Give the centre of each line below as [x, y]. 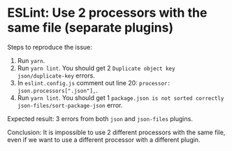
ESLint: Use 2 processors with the [107, 13]
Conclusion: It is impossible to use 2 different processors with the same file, [116, 132]
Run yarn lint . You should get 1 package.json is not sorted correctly [121, 98]
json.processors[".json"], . [57, 90]
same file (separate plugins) [90, 28]
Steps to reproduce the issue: [50, 47]
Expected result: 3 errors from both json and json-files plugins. [100, 118]
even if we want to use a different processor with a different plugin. [104, 139]
